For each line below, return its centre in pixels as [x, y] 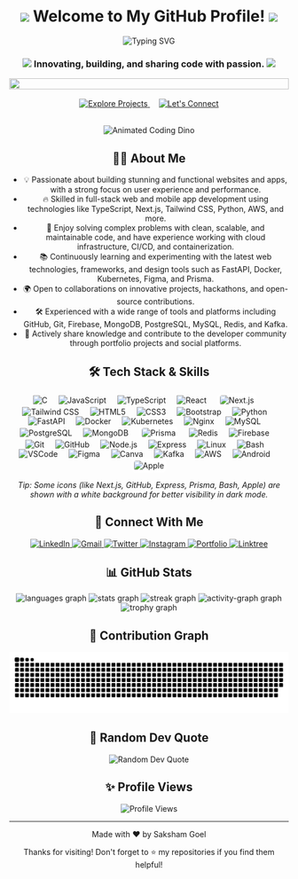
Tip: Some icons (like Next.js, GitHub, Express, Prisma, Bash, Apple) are [149, 484]
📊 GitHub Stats [149, 573]
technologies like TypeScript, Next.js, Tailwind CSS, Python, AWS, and [156, 209]
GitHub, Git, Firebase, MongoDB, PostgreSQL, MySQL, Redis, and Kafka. [156, 325]
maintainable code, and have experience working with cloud [156, 238]
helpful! [149, 864]
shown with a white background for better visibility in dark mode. [149, 494]
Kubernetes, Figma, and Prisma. [156, 279]
